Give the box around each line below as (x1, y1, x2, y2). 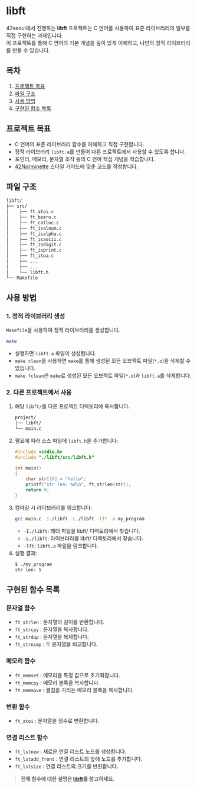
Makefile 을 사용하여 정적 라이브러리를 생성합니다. (6, 327, 120, 334)
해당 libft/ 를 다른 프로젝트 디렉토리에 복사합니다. (14, 403, 130, 410)
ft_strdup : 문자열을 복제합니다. (14, 633, 90, 641)
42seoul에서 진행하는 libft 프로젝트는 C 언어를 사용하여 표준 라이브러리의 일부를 (6, 24, 191, 31)
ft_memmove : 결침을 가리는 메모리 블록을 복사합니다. (14, 686, 134, 693)
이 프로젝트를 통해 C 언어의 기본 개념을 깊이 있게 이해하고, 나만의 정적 (6, 39, 166, 46)
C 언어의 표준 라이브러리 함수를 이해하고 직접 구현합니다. (14, 140, 145, 147)
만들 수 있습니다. (12, 46, 50, 54)
